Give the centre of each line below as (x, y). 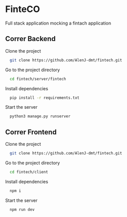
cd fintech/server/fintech (38, 79)
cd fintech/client (29, 172)
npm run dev (22, 209)
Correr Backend (31, 39)
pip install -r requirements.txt (45, 98)
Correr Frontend (31, 132)
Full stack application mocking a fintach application (58, 23)
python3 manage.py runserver (40, 116)
